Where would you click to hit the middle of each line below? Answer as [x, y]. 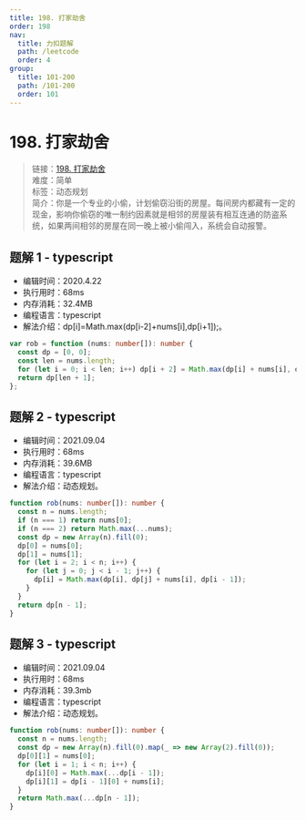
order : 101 [38, 94]
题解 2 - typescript [62, 417]
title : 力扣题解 [46, 43]
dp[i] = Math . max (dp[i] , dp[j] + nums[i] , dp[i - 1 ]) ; [140, 579]
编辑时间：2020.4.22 [62, 281]
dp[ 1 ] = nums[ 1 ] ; [51, 554]
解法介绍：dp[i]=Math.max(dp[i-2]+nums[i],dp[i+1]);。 [125, 327]
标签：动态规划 [60, 191]
